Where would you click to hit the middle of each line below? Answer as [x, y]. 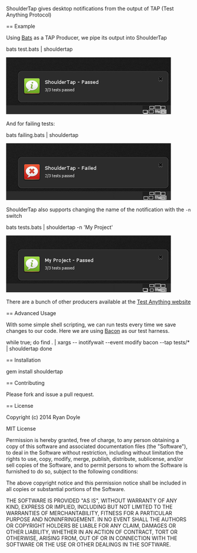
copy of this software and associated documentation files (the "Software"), [97, 446]
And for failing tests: [31, 124]
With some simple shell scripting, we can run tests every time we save [91, 325]
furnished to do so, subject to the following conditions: [72, 471]
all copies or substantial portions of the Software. [66, 489]
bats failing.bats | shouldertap [42, 135]
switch [14, 216]
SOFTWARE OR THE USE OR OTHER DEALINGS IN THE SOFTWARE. [89, 544]
